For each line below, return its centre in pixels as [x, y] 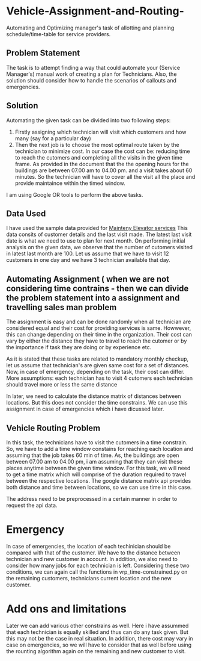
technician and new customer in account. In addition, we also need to [92, 559]
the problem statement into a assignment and [93, 298]
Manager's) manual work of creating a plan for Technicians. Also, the [91, 74]
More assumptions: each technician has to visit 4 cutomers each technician [100, 378]
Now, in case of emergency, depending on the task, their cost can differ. [95, 372]
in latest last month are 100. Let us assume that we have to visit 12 [88, 253]
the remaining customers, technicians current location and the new [89, 578]
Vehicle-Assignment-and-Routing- [95, 11]
